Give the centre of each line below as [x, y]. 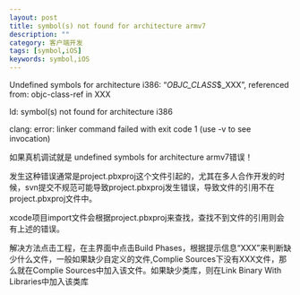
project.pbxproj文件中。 [53, 199]
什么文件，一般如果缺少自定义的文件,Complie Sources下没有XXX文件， [148, 259]
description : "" [39, 34]
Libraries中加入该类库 [49, 282]
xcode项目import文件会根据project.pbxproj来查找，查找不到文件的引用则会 [147, 217]
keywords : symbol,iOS [50, 59]
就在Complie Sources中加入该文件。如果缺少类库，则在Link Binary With [149, 270]
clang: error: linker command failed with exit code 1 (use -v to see [130, 129]
